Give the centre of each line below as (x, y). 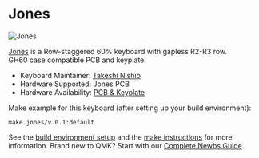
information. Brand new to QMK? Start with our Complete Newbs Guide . (126, 145)
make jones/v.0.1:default (51, 122)
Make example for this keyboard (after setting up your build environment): (130, 108)
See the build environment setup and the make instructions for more (121, 137)
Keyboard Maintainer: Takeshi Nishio (80, 75)
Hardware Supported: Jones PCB (75, 84)
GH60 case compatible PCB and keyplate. (77, 60)
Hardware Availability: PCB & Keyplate (82, 92)
